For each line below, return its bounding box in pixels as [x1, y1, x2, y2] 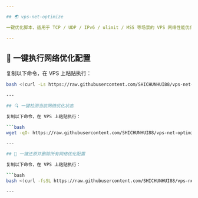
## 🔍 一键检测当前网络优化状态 [6, 103, 74, 109]
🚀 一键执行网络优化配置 [6, 53, 91, 63]
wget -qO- [6, 129, 31, 136]
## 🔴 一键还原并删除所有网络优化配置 [6, 151, 85, 157]
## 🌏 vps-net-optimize [6, 14, 64, 20]
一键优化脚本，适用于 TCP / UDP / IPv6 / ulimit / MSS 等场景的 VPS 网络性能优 [6, 24, 190, 30]
